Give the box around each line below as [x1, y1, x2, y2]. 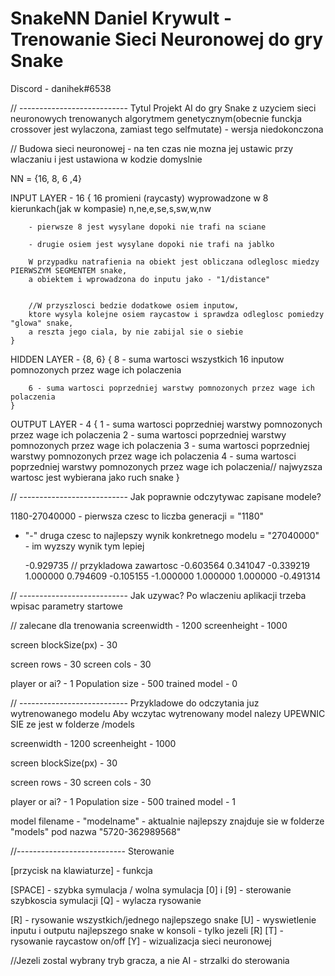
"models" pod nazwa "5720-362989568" [10, 825, 182, 837]
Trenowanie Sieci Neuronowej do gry [10, 28, 324, 51]
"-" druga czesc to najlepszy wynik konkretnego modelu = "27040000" [24, 529, 320, 541]
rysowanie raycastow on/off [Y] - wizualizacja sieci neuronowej [10, 935, 272, 947]
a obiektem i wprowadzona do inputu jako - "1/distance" [28, 274, 271, 284]
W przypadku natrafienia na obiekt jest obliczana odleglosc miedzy [28, 257, 320, 267]
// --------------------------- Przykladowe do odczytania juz [10, 697, 260, 709]
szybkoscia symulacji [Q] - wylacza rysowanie [10, 894, 202, 906]
